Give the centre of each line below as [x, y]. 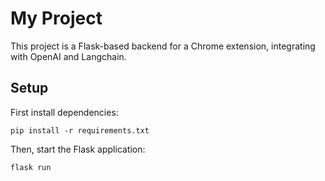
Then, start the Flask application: [78, 149]
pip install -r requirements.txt [80, 130]
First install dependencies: [64, 112]
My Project [56, 18]
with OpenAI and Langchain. [68, 56]
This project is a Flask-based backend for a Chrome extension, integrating [163, 46]
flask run [31, 167]
